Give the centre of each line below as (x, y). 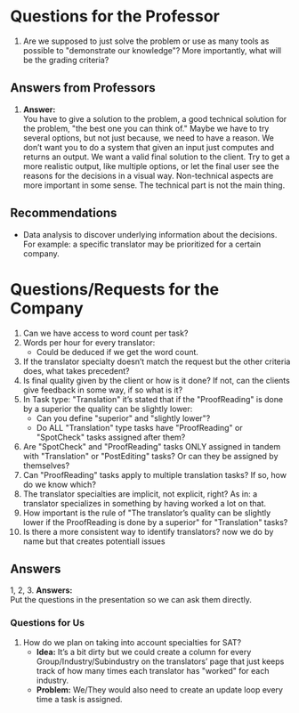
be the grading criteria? (66, 60)
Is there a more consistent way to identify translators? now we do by (148, 531)
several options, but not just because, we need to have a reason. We (148, 138)
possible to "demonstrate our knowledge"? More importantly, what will (152, 50)
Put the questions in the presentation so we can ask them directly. (131, 600)
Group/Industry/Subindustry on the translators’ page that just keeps (160, 661)
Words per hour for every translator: (89, 342)
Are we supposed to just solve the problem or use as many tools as (146, 41)
